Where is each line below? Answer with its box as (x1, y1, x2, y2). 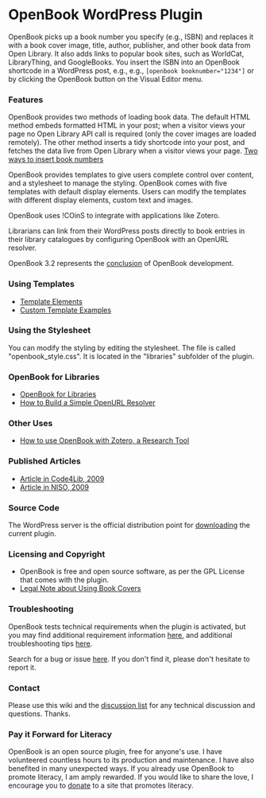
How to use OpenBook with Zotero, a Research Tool (19, 436, 190, 445)
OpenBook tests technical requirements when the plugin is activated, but (8, 621, 246, 631)
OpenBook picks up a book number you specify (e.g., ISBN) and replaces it (8, 32, 254, 41)
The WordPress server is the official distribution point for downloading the (8, 520, 250, 530)
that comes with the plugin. (19, 575, 110, 585)
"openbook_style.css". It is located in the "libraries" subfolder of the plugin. (8, 351, 255, 361)
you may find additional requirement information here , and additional (8, 630, 233, 640)
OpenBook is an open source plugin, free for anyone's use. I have (8, 747, 222, 757)
